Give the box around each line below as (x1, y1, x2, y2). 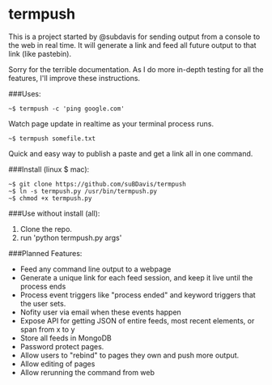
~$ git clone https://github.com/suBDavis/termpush (8, 180, 186, 188)
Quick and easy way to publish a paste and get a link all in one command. (8, 148, 253, 158)
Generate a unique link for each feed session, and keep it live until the (19, 272, 253, 282)
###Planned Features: (8, 248, 83, 258)
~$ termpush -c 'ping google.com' (8, 105, 125, 113)
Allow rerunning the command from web (19, 367, 155, 377)
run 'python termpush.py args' (19, 233, 122, 242)
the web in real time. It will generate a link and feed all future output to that (8, 40, 257, 49)
